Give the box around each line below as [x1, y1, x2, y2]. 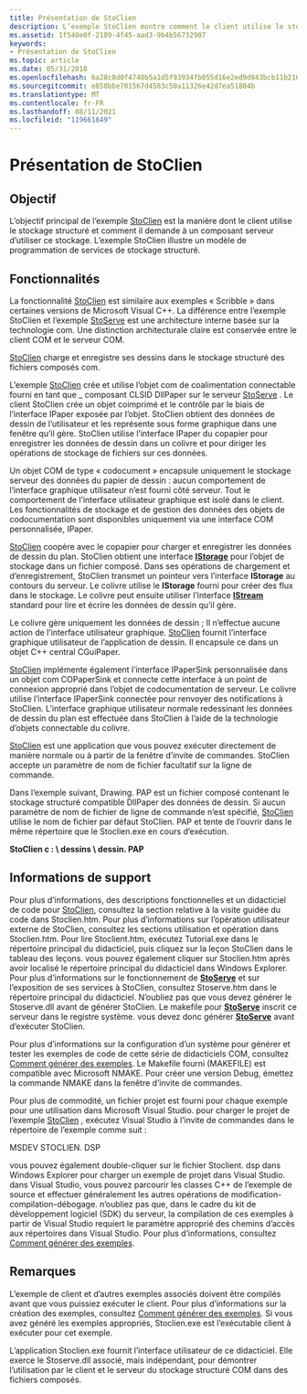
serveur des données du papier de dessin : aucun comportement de [9, 475, 267, 486]
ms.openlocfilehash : [9, 73, 89, 82]
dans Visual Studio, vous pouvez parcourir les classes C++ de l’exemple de [9, 1179, 292, 1190]
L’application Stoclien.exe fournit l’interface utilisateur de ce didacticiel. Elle [9, 1345, 293, 1356]
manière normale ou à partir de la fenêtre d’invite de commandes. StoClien [9, 749, 291, 760]
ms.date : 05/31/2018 [9, 65, 89, 74]
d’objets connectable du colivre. [9, 722, 131, 733]
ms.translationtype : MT [9, 90, 101, 99]
